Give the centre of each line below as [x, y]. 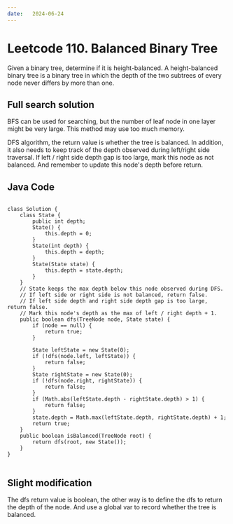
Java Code [31, 187]
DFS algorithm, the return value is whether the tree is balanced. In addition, [115, 143]
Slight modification [50, 483]
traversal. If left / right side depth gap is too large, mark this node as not [111, 158]
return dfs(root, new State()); [80, 442]
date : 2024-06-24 [36, 14]
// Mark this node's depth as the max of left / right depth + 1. [119, 313]
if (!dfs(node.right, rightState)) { [87, 381]
